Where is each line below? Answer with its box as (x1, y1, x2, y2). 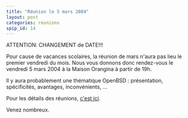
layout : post (6, 14, 39, 20)
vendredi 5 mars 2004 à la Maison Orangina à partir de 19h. (6, 66, 152, 73)
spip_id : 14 (6, 25, 36, 31)
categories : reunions (6, 20, 60, 25)
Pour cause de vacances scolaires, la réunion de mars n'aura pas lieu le (6, 53, 183, 60)
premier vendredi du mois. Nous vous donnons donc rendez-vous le (6, 59, 174, 66)
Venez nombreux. (6, 106, 49, 113)
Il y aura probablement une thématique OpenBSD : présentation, (6, 77, 164, 84)
